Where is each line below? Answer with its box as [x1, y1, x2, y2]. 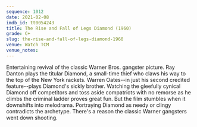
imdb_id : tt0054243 [6, 20, 55, 26]
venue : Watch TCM [6, 42, 49, 48]
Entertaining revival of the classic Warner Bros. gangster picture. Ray [6, 63, 176, 71]
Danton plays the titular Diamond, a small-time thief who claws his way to [6, 69, 186, 77]
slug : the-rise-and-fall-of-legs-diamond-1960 [6, 36, 124, 42]
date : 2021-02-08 [6, 14, 49, 20]
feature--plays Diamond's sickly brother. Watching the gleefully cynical [6, 82, 181, 90]
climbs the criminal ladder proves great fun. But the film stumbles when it [6, 95, 186, 102]
